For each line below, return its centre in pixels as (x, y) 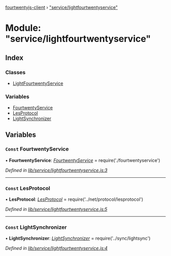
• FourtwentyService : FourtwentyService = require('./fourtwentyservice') (83, 160)
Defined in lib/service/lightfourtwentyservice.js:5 (56, 210)
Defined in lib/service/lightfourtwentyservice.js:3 (56, 170)
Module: (23, 28)
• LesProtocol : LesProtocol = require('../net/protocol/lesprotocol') (74, 199)
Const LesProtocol (28, 188)
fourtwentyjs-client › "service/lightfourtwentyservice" (62, 7)
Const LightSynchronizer (36, 227)
